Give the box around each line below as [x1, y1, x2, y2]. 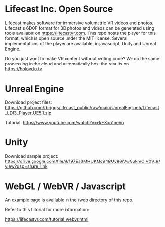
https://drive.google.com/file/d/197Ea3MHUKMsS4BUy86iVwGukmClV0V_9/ [5, 158, 160, 164]
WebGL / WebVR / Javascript [5, 181, 126, 192]
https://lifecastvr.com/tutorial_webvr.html [5, 216, 89, 222]
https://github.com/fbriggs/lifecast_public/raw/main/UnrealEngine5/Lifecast [5, 104, 159, 110]
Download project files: [5, 99, 52, 105]
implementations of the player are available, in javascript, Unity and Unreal [5, 40, 156, 46]
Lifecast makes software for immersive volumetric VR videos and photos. [5, 20, 154, 26]
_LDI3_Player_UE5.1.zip [5, 110, 52, 116]
